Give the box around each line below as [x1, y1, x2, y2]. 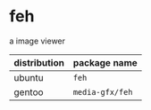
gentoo [13, 86, 44, 98]
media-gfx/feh [72, 87, 133, 97]
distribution [13, 56, 65, 68]
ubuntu [13, 71, 44, 83]
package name [72, 56, 138, 68]
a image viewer [9, 35, 65, 46]
